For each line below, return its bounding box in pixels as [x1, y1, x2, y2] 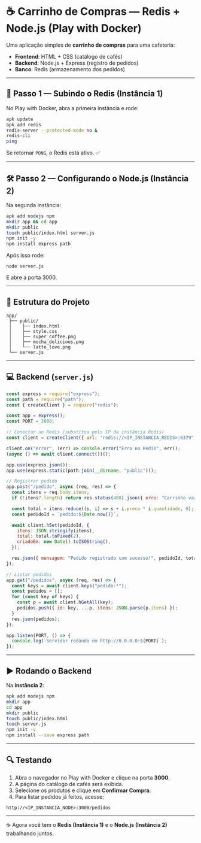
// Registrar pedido [6, 478, 58, 484]
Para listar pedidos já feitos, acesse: [14, 793, 105, 800]
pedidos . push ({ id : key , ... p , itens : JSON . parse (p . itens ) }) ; [17, 605, 178, 611]
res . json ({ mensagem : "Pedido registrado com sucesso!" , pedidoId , [11, 555, 184, 562]
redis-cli [6, 133, 31, 139]
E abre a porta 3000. [6, 274, 57, 281]
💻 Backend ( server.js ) [6, 372, 94, 382]
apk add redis [6, 122, 42, 128]
